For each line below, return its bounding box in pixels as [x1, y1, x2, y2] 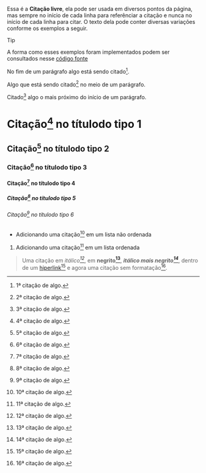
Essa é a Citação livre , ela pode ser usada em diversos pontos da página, [7, 6, 193, 12]
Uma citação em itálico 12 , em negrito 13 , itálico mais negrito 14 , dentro [21, 255, 198, 264]
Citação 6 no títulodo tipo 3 [7, 162, 87, 172]
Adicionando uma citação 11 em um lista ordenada [15, 243, 140, 251]
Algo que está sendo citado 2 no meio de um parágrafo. [7, 80, 146, 88]
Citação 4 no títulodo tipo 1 [7, 115, 142, 131]
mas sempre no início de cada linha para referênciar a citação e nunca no [7, 12, 192, 19]
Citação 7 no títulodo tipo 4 [7, 178, 76, 187]
